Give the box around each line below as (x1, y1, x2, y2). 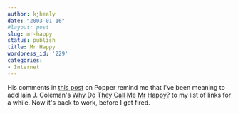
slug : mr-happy (7, 30, 53, 38)
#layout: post (7, 24, 50, 31)
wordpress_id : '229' (7, 51, 69, 58)
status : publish (7, 37, 56, 44)
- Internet (7, 63, 40, 71)
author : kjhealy (7, 10, 56, 18)
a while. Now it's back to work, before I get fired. (7, 98, 151, 107)
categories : (7, 57, 43, 64)
